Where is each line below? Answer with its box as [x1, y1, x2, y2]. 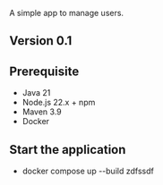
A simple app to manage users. [9, 8, 124, 18]
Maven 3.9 [21, 106, 63, 117]
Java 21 [21, 88, 51, 98]
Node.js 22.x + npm [21, 97, 96, 108]
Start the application [9, 142, 126, 157]
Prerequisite [9, 63, 80, 79]
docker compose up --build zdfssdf [21, 165, 154, 177]
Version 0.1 [9, 33, 73, 48]
